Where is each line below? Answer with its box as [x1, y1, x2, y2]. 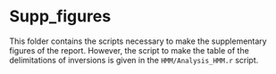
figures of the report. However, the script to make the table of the [9, 45, 250, 55]
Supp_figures [9, 6, 112, 27]
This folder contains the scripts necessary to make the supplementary [9, 36, 267, 46]
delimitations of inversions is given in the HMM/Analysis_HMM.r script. [9, 54, 259, 65]
